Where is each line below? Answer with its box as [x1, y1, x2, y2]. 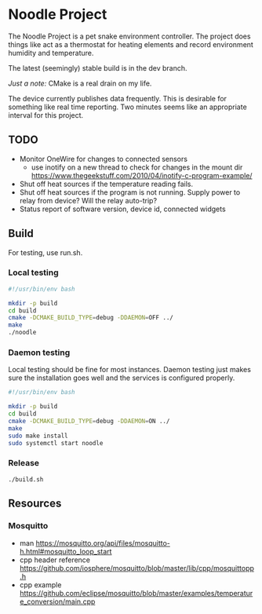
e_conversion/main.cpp [19, 597, 96, 606]
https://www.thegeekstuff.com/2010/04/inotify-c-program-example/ [31, 170, 253, 180]
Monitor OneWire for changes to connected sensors [19, 154, 188, 163]
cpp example [19, 579, 62, 590]
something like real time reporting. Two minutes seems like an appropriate [8, 102, 247, 111]
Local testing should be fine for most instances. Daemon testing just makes [8, 365, 251, 375]
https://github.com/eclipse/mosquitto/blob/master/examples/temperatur [19, 588, 253, 598]
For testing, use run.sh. [8, 247, 83, 257]
